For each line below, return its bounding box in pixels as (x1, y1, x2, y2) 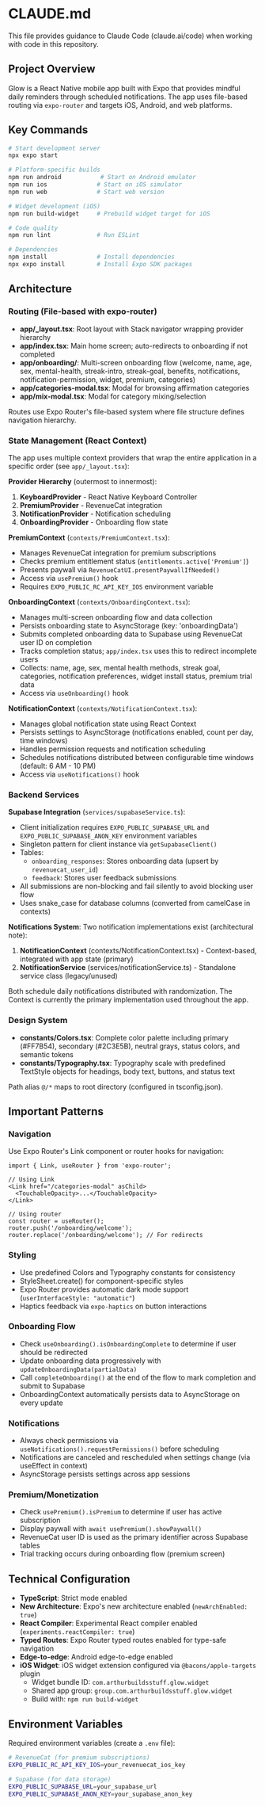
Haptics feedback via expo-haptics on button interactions (19, 1301, 207, 1311)
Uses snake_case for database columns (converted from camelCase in (19, 899, 251, 908)
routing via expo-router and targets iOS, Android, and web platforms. (8, 100, 233, 109)
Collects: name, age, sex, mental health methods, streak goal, (19, 662, 221, 672)
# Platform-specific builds (8, 166, 101, 174)
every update (19, 1398, 63, 1407)
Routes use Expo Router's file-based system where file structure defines (8, 407, 245, 416)
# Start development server (8, 144, 101, 152)
